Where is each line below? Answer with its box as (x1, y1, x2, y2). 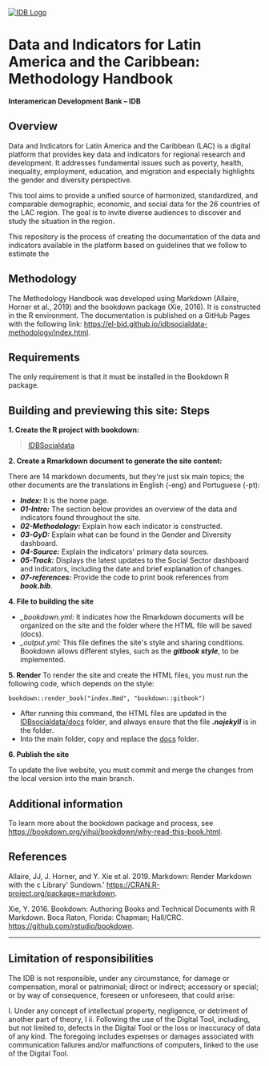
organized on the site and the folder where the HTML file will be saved (19, 620, 252, 630)
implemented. (19, 655, 66, 665)
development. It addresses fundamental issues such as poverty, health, (8, 157, 244, 168)
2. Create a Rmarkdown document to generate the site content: (8, 456, 223, 466)
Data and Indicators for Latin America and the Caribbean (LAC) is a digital (8, 140, 251, 150)
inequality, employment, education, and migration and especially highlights (8, 166, 255, 176)
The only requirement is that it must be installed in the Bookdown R (8, 372, 230, 381)
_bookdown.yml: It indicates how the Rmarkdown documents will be (19, 612, 244, 622)
